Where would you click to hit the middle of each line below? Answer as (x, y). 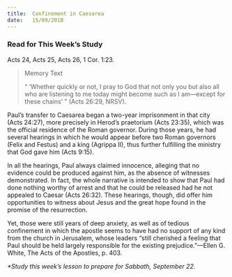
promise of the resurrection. (47, 209)
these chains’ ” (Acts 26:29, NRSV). (75, 101)
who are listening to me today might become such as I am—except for (125, 94)
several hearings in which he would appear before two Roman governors (111, 137)
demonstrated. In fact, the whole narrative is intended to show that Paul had (116, 180)
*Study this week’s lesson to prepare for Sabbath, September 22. (101, 266)
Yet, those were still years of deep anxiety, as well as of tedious (98, 223)
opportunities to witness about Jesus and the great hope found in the (107, 202)
